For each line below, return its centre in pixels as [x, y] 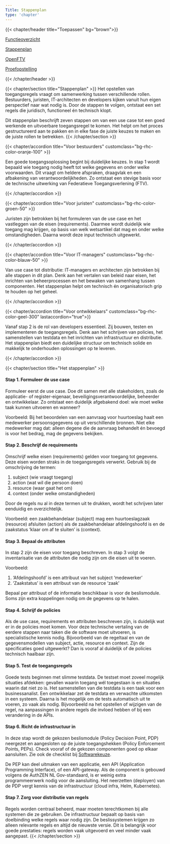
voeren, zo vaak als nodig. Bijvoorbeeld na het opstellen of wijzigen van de [83, 704]
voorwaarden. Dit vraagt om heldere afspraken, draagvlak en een [73, 172]
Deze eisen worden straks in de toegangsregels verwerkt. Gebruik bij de [81, 462]
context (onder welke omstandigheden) [54, 493]
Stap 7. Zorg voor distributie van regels [47, 798]
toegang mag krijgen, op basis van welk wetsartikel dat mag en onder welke [84, 229]
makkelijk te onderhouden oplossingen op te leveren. [61, 348]
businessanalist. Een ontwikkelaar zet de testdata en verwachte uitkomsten [84, 693]
